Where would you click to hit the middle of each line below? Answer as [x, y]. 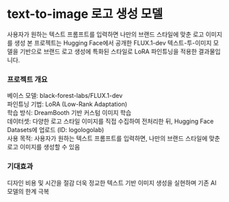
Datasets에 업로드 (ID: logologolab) [56, 130]
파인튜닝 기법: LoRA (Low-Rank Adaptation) [67, 104]
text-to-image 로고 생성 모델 [85, 14]
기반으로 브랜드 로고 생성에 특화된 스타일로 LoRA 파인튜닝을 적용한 [108, 51]
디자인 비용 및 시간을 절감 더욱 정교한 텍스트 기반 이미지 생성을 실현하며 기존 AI [112, 183]
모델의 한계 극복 [28, 191]
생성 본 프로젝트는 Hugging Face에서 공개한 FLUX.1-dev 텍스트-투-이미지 [113, 42]
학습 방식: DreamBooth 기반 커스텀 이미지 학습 [69, 113]
